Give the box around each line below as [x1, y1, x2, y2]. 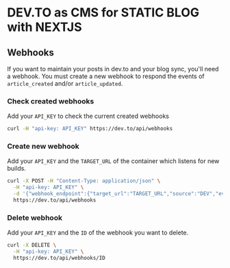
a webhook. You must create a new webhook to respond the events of [7, 72, 205, 80]
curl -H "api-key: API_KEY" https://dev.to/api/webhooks [7, 125, 173, 132]
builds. [7, 165, 26, 173]
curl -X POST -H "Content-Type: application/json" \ [7, 178, 161, 184]
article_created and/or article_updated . [7, 80, 123, 87]
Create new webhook [7, 142, 80, 151]
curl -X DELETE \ [7, 242, 57, 249]
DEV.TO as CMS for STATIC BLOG [7, 5, 200, 21]
